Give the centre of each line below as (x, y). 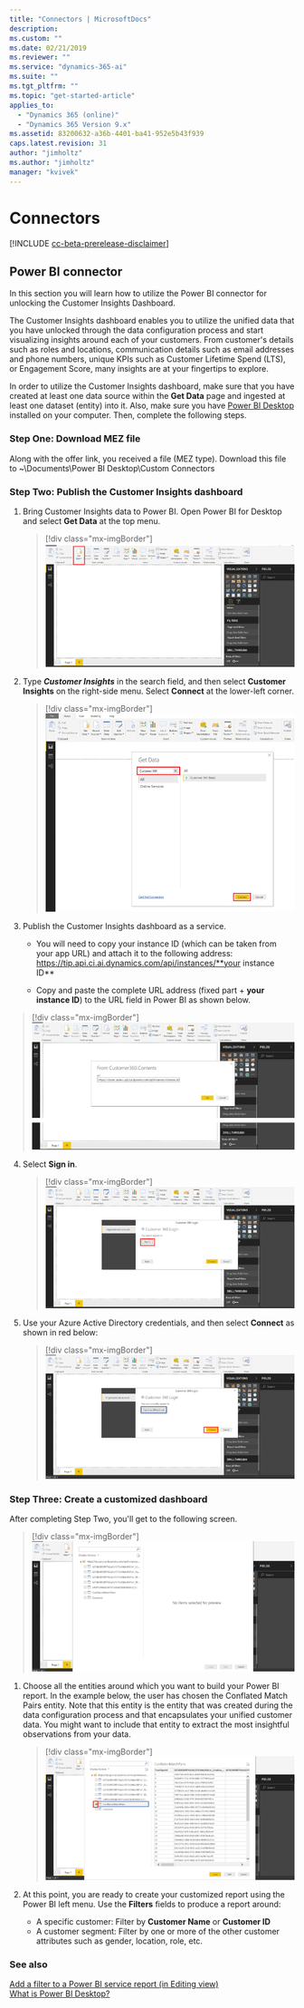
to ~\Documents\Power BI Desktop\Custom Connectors (112, 468)
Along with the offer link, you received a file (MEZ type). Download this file (148, 459)
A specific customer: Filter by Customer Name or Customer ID (153, 1921)
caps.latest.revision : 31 (58, 144)
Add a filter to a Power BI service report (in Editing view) (114, 1984)
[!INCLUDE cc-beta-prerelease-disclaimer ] (89, 243)
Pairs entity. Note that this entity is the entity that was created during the (157, 1705)
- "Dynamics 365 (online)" (68, 115)
